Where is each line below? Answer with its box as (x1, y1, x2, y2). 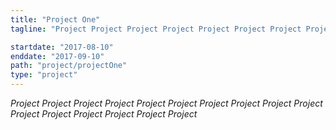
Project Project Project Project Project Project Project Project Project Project (10, 97, 323, 109)
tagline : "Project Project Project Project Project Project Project (10, 24, 302, 34)
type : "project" (10, 70, 78, 80)
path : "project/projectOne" (10, 61, 128, 71)
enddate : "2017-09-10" (10, 51, 105, 61)
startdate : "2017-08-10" (10, 42, 114, 52)
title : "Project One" (10, 14, 101, 25)
